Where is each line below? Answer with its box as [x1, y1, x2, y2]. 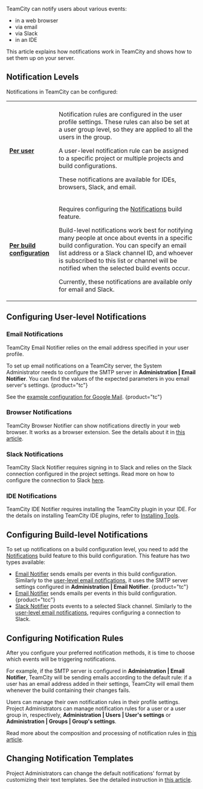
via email [14, 24, 37, 30]
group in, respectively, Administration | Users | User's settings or [6, 711, 171, 719]
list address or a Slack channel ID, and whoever [58, 249, 193, 257]
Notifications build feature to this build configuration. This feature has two [6, 552, 190, 560]
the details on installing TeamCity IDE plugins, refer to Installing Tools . [6, 512, 180, 519]
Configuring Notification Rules [6, 633, 124, 643]
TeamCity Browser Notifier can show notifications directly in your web [6, 421, 181, 429]
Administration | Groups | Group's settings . [6, 718, 117, 725]
